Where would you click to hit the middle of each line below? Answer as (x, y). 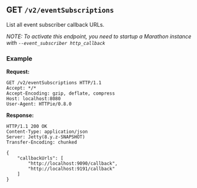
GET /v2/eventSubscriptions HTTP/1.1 (54, 83)
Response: (20, 115)
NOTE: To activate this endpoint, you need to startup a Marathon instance (99, 36)
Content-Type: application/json (47, 132)
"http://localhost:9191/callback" (72, 169)
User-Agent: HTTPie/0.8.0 (39, 104)
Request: (18, 72)
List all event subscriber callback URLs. (55, 24)
